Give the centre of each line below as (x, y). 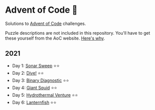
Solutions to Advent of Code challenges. (46, 23)
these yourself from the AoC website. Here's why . (55, 38)
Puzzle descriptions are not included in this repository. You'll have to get (77, 33)
